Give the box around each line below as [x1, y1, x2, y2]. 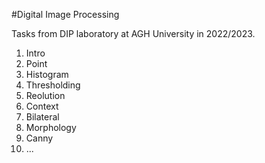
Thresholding [25, 79, 81, 91]
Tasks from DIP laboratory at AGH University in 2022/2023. [11, 28, 256, 39]
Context [25, 100, 59, 112]
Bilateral [25, 111, 60, 123]
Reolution [25, 90, 66, 101]
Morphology [25, 122, 77, 133]
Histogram [25, 69, 69, 80]
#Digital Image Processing [11, 9, 120, 20]
